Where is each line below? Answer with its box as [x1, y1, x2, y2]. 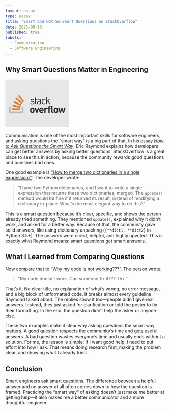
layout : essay [5, 8, 36, 13]
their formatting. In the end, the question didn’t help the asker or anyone [5, 307, 156, 314]
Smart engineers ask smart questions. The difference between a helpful [5, 378, 156, 384]
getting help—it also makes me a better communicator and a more [5, 394, 144, 400]
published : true [5, 30, 40, 35]
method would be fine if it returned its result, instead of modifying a [17, 195, 159, 201]
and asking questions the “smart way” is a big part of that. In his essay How [5, 138, 164, 144]
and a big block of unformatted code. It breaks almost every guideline [5, 291, 152, 297]
